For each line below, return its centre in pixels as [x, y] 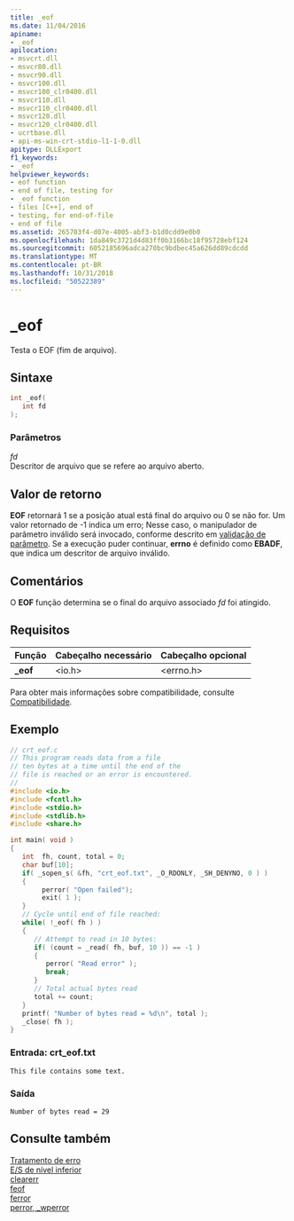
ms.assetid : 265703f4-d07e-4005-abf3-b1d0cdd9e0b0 [105, 232]
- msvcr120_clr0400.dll [54, 125]
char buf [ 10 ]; [48, 865]
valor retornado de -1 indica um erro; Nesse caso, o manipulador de [134, 525]
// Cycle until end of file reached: [92, 915]
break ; [58, 973]
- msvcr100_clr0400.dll [54, 91]
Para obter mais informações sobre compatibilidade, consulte [122, 692]
